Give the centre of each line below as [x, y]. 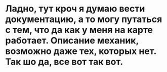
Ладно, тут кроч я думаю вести [75, 9]
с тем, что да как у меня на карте [79, 30]
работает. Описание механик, [72, 41]
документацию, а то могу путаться [84, 19]
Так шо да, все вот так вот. [64, 62]
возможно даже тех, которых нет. [81, 51]
